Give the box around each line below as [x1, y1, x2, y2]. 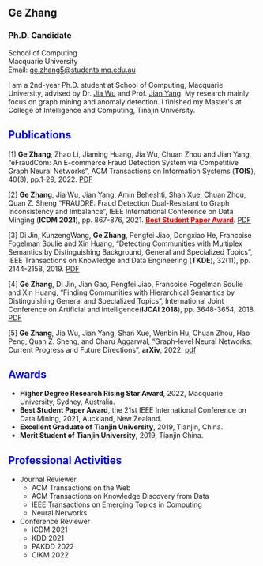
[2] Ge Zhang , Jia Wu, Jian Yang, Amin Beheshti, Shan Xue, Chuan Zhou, [8, 190, 246, 199]
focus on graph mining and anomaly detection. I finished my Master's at [8, 96, 242, 106]
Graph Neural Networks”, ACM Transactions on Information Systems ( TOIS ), [8, 166, 256, 175]
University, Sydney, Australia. [19, 397, 116, 406]
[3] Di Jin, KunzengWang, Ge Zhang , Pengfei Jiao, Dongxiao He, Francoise [8, 230, 252, 240]
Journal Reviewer [19, 474, 77, 485]
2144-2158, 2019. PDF [8, 264, 80, 274]
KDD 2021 [31, 534, 65, 543]
